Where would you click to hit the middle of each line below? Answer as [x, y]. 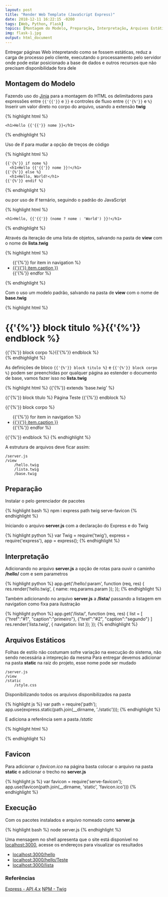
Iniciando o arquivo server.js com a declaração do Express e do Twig [77, 526]
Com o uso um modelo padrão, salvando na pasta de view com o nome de [82, 292]
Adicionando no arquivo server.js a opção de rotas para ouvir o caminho [80, 569]
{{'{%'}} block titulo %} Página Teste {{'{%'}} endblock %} [65, 397]
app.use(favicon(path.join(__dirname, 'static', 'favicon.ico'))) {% [71, 787]
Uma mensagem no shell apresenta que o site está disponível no [72, 839]
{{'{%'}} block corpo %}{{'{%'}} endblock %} [52, 352]
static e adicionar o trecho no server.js [46, 772]
